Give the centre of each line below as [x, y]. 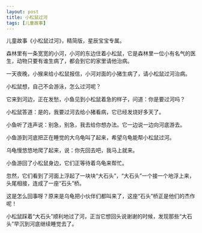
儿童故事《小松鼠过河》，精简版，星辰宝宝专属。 [66, 41]
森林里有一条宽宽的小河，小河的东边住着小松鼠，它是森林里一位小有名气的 [98, 53]
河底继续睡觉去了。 [54, 224]
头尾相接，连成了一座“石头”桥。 [46, 183]
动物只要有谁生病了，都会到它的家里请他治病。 [75, 61]
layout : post [23, 12]
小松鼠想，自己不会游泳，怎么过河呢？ [54, 86]
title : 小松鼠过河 [27, 17]
